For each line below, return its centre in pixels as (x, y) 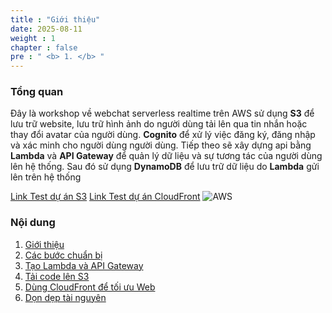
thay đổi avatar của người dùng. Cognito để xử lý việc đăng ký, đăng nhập (163, 135)
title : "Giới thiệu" (55, 19)
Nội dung (33, 223)
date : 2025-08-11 (46, 29)
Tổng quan (37, 92)
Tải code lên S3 (57, 276)
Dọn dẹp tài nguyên (65, 297)
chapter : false (44, 47)
